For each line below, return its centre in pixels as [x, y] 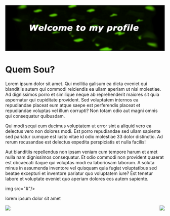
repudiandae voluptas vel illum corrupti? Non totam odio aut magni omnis [81, 111]
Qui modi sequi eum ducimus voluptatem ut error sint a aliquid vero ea [78, 126]
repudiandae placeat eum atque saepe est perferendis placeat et [73, 105]
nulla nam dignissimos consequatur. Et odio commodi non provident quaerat [84, 157]
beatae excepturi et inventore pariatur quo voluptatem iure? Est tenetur [79, 173]
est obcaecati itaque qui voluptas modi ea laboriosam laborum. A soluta [80, 162]
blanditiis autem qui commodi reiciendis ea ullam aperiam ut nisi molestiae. [83, 89]
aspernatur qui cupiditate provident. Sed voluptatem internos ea [72, 100]
